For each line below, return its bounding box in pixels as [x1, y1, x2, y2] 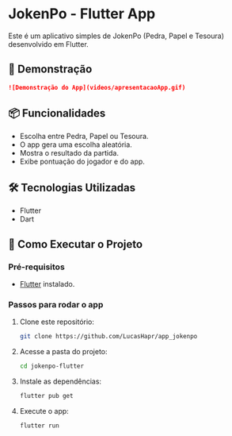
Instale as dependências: [19, 376, 101, 386]
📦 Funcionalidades [8, 106, 106, 120]
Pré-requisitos [8, 261, 65, 272]
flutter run [19, 422, 59, 430]
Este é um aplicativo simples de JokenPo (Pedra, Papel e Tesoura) [8, 31, 224, 41]
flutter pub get [19, 392, 74, 399]
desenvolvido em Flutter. [8, 39, 89, 48]
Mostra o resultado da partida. [19, 149, 119, 158]
